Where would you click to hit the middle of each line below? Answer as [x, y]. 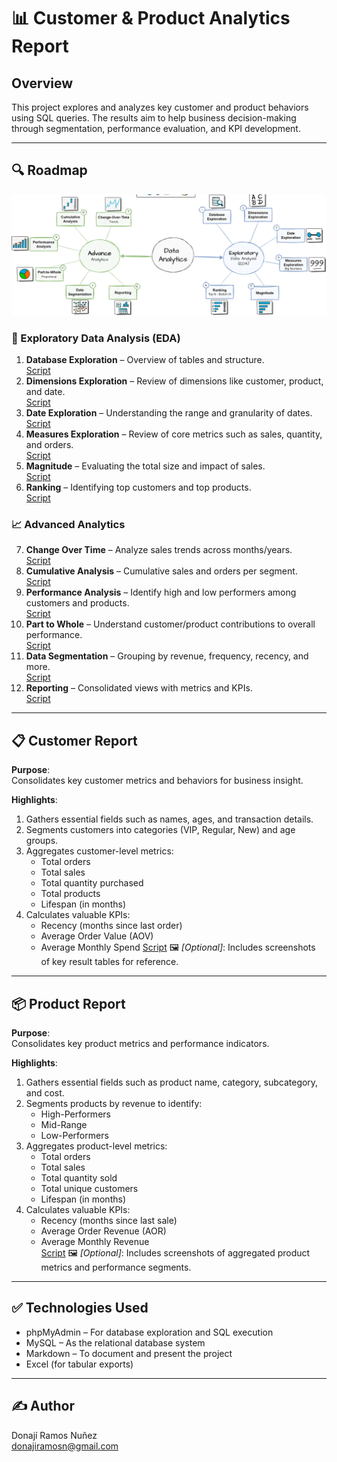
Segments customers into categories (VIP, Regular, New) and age [160, 830]
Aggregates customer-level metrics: [99, 851]
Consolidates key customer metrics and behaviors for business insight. [157, 781]
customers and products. [77, 603]
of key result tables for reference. [109, 962]
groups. [42, 841]
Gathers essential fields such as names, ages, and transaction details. [169, 819]
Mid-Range [64, 1124]
